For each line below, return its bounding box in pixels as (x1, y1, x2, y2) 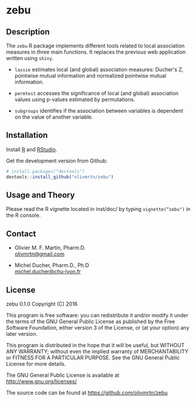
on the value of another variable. (14, 113, 94, 120)
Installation (6, 130, 48, 140)
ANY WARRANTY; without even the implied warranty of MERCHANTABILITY (6, 348, 189, 355)
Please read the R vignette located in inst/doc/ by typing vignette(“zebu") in (6, 206, 191, 213)
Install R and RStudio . (6, 145, 57, 153)
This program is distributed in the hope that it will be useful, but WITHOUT (6, 342, 185, 348)
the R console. (6, 212, 41, 219)
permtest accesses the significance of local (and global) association (14, 90, 178, 96)
